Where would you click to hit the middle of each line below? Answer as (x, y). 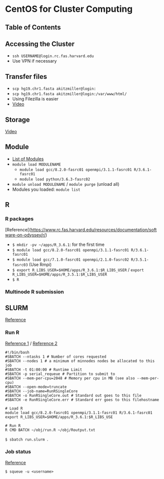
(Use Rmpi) (40, 264)
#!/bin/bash (17, 352)
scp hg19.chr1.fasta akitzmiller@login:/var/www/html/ (69, 94)
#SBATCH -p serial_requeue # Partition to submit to (60, 374)
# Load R (14, 408)
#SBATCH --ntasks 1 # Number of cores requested (56, 357)
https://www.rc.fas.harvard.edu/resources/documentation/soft (94, 230)
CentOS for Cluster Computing (69, 9)
